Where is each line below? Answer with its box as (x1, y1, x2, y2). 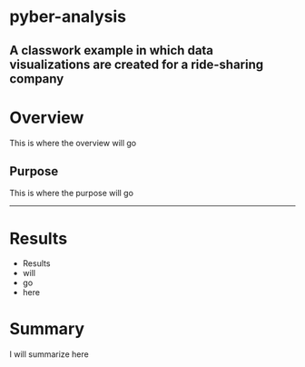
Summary (9, 319, 84, 340)
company (9, 71, 64, 86)
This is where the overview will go (9, 137, 137, 148)
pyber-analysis (9, 6, 127, 27)
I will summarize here (9, 349, 89, 360)
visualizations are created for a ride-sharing (9, 56, 264, 72)
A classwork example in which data (9, 43, 214, 58)
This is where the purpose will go (9, 188, 134, 199)
